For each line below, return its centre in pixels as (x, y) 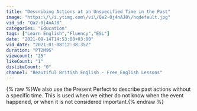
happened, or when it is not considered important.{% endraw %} (85, 102)
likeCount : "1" (25, 61)
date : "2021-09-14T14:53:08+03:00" (50, 39)
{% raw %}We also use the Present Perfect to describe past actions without (98, 89)
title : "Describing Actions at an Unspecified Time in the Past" (88, 12)
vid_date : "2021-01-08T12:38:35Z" (49, 45)
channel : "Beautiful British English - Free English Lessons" (84, 72)
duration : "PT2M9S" (30, 50)
